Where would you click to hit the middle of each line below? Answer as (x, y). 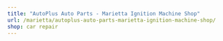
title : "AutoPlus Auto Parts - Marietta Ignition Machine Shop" (104, 14)
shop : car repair (33, 26)
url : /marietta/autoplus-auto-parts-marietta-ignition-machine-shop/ (112, 20)
